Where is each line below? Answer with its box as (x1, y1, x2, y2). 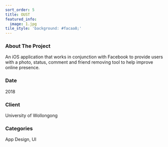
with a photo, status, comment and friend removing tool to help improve (5, 59, 153, 65)
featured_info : (5, 17, 37, 22)
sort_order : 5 (5, 7, 35, 13)
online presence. (5, 65, 40, 71)
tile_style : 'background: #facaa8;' (5, 26, 82, 31)
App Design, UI (5, 136, 37, 142)
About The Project (5, 43, 51, 50)
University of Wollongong (5, 112, 58, 118)
